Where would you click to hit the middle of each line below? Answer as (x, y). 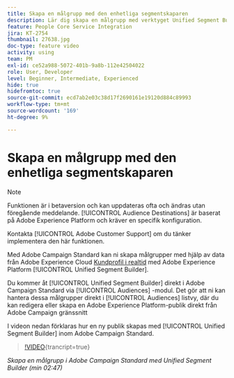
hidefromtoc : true (34, 91)
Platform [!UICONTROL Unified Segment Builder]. (78, 269)
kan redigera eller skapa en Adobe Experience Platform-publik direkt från (112, 305)
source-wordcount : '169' (43, 111)
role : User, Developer (40, 72)
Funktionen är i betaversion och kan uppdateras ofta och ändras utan (106, 205)
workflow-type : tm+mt (39, 104)
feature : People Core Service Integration (70, 26)
